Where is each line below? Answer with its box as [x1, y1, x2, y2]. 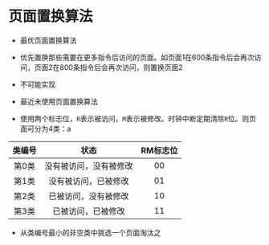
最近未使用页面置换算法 [19, 96, 98, 106]
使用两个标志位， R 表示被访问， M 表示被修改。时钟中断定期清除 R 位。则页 [19, 113, 257, 123]
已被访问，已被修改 [52, 206, 126, 217]
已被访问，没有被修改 [48, 190, 130, 202]
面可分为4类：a [19, 124, 71, 133]
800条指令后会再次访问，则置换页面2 [59, 62, 183, 72]
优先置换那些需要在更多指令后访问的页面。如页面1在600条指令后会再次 [19, 52, 255, 62]
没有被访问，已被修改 [48, 175, 130, 186]
